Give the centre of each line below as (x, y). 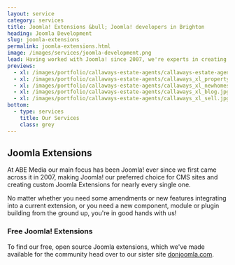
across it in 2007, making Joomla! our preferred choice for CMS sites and (113, 177)
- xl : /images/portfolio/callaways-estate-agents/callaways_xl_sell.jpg (122, 99)
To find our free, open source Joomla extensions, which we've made (106, 247)
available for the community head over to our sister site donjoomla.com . (111, 254)
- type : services (39, 111)
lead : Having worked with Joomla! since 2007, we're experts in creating (117, 60)
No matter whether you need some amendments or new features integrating (117, 198)
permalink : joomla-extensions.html (59, 46)
